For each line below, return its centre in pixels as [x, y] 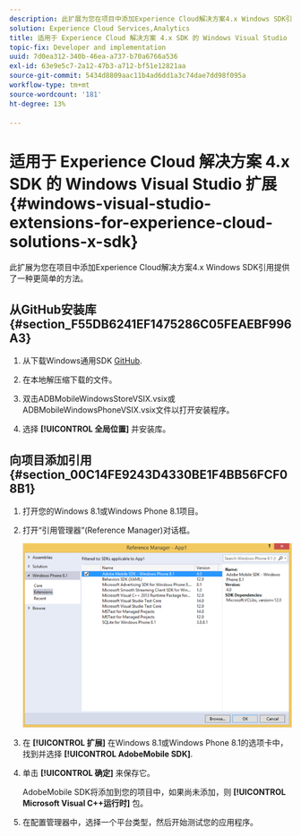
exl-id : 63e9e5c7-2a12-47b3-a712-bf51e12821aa [98, 66]
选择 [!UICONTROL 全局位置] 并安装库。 [96, 429]
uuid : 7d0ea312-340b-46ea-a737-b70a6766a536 [94, 57]
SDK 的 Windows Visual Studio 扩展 [143, 184]
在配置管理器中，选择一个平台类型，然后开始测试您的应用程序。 [140, 823]
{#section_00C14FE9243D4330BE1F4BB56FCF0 [149, 474]
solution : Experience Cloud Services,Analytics [100, 28]
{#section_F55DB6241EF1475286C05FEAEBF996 [150, 324]
